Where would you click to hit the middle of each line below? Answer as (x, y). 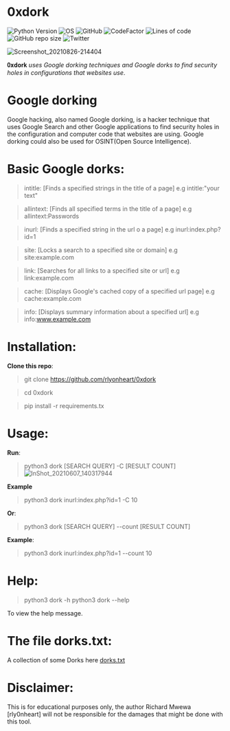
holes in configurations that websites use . (66, 72)
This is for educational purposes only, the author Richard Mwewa (99, 707)
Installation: (42, 347)
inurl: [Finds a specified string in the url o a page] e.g (99, 229)
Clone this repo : (30, 365)
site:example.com (49, 257)
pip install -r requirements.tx (64, 405)
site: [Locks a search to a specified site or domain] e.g (101, 250)
